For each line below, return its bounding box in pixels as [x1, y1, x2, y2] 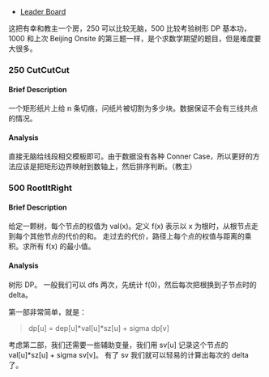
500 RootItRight [8, 182, 73, 193]
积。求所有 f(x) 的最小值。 [8, 242, 96, 252]
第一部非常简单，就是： [8, 307, 87, 316]
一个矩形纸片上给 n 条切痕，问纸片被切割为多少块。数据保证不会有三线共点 [8, 104, 258, 113]
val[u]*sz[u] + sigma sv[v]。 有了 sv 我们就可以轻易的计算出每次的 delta [8, 349, 249, 359]
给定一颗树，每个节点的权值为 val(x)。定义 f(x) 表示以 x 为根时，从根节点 [8, 222, 252, 231]
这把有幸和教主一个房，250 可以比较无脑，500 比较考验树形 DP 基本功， [8, 23, 251, 33]
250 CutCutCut [8, 64, 70, 75]
